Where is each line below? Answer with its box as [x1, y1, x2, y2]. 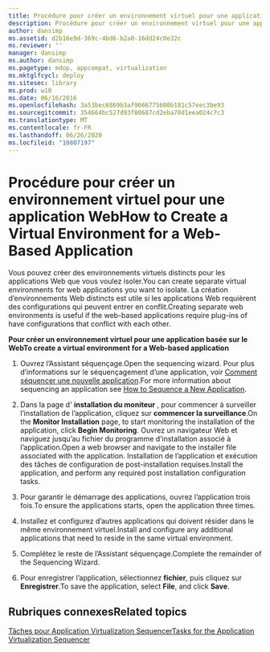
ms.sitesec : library [8, 79, 78, 87]
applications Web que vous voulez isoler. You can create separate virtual [8, 276, 247, 286]
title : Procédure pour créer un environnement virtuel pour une [8, 11, 228, 20]
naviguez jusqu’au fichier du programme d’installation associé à [19, 434, 231, 444]
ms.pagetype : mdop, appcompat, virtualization [8, 64, 167, 72]
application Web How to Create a [8, 207, 228, 226]
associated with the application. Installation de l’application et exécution [19, 451, 258, 461]
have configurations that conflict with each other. [8, 319, 171, 329]
